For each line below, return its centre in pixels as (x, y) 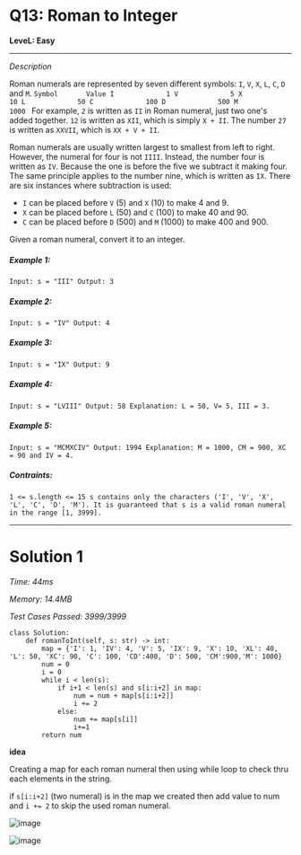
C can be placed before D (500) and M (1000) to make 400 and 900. (145, 222)
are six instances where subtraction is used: (90, 185)
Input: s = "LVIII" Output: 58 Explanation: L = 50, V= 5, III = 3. (140, 406)
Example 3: (30, 343)
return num (62, 735)
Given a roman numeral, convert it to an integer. (97, 239)
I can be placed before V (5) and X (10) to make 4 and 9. (125, 202)
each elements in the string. (60, 779)
